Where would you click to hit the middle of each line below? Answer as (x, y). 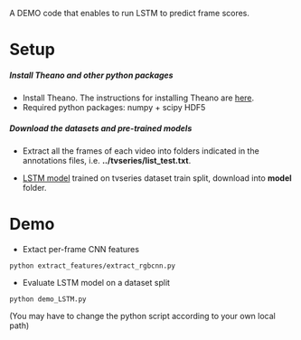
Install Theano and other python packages (91, 75)
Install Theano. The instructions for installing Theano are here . (138, 98)
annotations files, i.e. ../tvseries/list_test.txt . (107, 161)
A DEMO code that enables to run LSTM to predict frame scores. (130, 13)
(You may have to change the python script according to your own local (142, 316)
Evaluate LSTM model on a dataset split (96, 283)
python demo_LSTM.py (48, 299)
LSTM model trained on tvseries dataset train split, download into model (157, 178)
